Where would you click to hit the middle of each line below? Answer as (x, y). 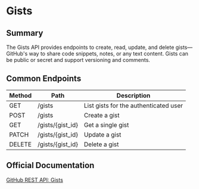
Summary (25, 33)
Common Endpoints (44, 79)
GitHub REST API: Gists (35, 179)
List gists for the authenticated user (133, 106)
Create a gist (102, 115)
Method (21, 95)
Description (133, 95)
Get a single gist (106, 125)
